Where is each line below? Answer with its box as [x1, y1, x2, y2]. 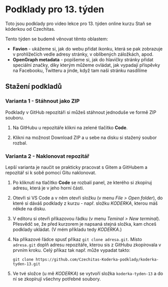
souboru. [5, 114, 24, 121]
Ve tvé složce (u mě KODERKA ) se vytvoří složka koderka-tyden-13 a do [12, 270, 163, 276]
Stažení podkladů [5, 82, 62, 91]
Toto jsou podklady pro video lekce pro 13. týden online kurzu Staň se [5, 20, 152, 27]
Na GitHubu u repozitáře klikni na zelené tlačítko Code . [12, 124, 128, 131]
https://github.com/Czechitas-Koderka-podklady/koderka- [35, 257, 159, 262]
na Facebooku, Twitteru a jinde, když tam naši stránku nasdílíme [12, 67, 148, 74]
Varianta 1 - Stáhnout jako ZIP [5, 98, 80, 105]
